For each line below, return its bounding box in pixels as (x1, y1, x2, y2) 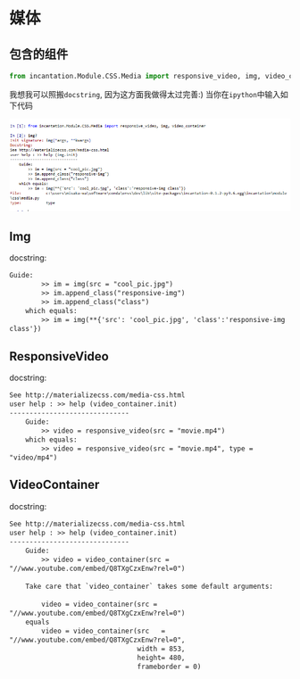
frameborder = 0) (137, 662, 202, 671)
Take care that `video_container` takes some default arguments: (25, 582, 274, 591)
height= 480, (137, 653, 186, 662)
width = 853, (137, 644, 186, 653)
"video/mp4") (9, 452, 58, 462)
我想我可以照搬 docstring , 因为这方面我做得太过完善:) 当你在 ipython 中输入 (9, 88, 281, 99)
